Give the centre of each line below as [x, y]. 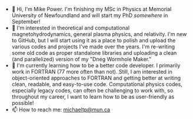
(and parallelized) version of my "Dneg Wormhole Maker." [81, 59]
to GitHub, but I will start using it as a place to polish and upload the [94, 40]
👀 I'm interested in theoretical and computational [71, 28]
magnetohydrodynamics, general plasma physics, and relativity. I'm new [99, 34]
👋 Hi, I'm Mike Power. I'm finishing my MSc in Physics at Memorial [91, 9]
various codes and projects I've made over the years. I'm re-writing [93, 47]
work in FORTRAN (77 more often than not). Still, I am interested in [92, 72]
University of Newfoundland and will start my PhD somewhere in [90, 15]
